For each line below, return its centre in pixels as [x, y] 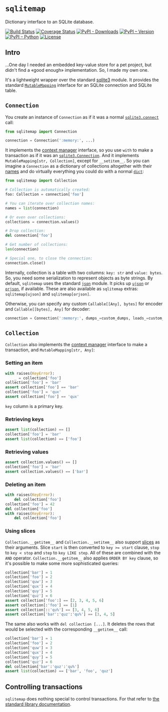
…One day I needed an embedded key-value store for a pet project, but [78, 65]
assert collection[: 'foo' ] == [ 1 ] [41, 605]
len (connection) [22, 249]
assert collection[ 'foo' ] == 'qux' [42, 397]
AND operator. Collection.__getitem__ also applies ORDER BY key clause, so [82, 558]
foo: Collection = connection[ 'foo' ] [44, 195]
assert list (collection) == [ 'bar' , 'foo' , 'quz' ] [59, 671]
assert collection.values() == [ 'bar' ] [47, 471]
